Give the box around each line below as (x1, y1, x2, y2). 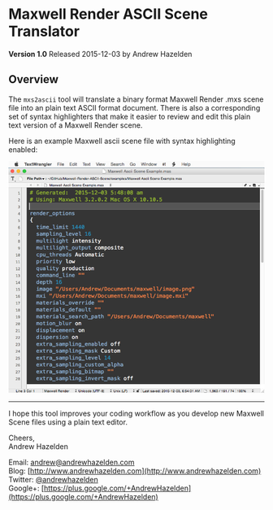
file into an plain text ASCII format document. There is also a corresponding (8, 102, 261, 112)
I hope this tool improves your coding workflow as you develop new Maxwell (8, 408, 264, 418)
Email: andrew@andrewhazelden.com (8, 457, 135, 467)
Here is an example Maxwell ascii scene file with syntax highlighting (8, 136, 236, 146)
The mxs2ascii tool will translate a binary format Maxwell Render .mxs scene (8, 94, 264, 104)
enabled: (8, 144, 38, 155)
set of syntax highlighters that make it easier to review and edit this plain (8, 111, 251, 121)
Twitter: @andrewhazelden (8, 474, 99, 484)
